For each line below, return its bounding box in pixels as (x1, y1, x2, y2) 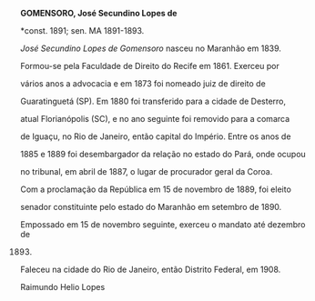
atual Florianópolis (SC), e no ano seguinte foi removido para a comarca (20, 114, 290, 124)
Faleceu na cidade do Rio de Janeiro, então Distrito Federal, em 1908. (20, 264, 281, 275)
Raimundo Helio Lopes (20, 282, 106, 292)
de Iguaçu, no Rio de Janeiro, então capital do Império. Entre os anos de (20, 131, 291, 142)
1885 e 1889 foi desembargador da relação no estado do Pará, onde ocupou (20, 149, 307, 159)
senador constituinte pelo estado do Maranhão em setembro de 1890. (20, 202, 282, 212)
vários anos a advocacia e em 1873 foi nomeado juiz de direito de (20, 78, 266, 89)
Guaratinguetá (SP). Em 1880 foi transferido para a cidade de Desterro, (20, 95, 287, 106)
